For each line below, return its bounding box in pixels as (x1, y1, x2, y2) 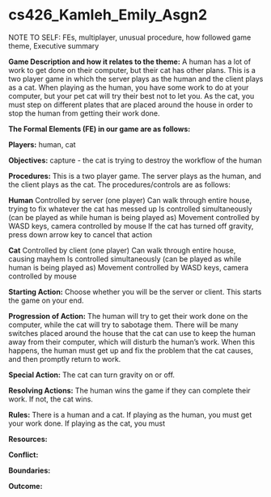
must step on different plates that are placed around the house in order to (8, 100, 253, 109)
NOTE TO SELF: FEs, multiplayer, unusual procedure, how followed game (8, 32, 252, 42)
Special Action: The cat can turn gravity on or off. (8, 370, 176, 380)
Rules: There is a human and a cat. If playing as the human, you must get (8, 410, 252, 419)
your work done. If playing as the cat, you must (8, 418, 166, 428)
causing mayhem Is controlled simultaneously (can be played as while (8, 253, 242, 264)
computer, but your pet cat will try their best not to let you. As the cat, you (8, 91, 255, 100)
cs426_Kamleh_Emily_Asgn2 (8, 6, 208, 24)
